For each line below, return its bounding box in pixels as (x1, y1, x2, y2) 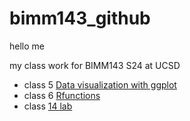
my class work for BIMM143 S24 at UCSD (9, 59, 181, 71)
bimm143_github (9, 7, 151, 30)
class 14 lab (23, 100, 73, 112)
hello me (9, 40, 45, 52)
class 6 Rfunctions (23, 89, 101, 101)
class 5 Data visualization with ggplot (23, 78, 177, 91)
